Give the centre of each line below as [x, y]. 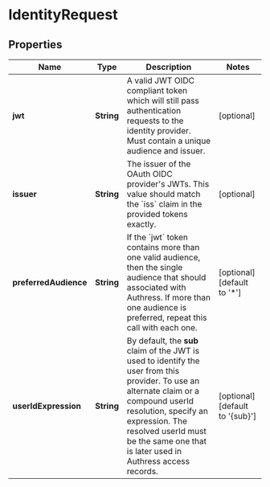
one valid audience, [164, 257]
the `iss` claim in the [164, 204]
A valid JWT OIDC [161, 80]
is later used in [154, 451]
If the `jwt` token [157, 237]
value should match [164, 194]
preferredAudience [50, 282]
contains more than [163, 247]
